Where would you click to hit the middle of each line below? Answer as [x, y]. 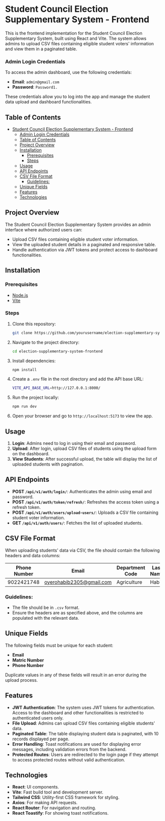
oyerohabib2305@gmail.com [78, 582]
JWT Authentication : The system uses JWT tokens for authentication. [84, 707]
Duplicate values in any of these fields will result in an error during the [76, 675]
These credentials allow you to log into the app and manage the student [78, 96]
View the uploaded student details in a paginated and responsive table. [84, 244]
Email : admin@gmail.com [36, 82]
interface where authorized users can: [44, 229]
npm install [24, 370]
